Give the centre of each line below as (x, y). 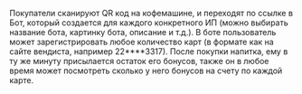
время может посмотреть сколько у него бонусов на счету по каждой (146, 70)
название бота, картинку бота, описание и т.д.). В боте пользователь (143, 32)
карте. (22, 80)
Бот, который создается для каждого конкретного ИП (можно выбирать (149, 23)
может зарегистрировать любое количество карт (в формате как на (142, 42)
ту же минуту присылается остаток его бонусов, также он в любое (139, 61)
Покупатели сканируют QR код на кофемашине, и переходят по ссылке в (151, 13)
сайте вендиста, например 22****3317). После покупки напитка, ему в (149, 52)
